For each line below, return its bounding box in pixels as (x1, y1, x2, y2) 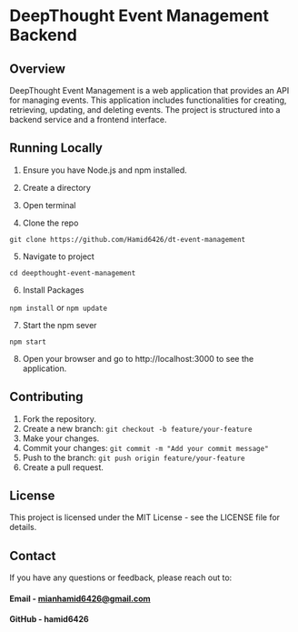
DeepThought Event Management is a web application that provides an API (9, 85, 290, 95)
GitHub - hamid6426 (9, 614, 89, 625)
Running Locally (9, 140, 103, 155)
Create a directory (22, 182, 91, 193)
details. (9, 522, 37, 533)
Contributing (9, 389, 84, 405)
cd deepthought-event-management (9, 268, 136, 277)
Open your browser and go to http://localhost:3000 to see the (22, 353, 254, 364)
